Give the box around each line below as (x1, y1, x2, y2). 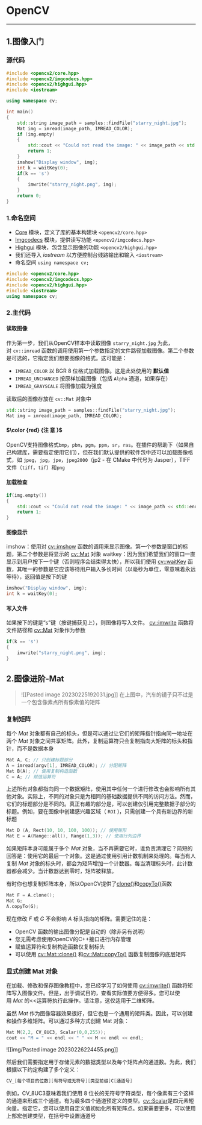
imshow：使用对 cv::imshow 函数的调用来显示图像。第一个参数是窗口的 (6, 543, 183, 550)
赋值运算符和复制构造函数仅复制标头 (14, 943, 105, 950)
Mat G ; (6, 898, 23, 904)
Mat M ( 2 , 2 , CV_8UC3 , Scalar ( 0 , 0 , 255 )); (6, 1029, 106, 1036)
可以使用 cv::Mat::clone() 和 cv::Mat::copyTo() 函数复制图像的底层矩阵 (14, 950, 186, 957)
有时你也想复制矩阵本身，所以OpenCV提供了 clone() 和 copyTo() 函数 (6, 880, 173, 887)
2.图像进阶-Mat (6, 673, 64, 684)
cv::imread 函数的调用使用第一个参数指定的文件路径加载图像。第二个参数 (13, 347, 194, 354)
